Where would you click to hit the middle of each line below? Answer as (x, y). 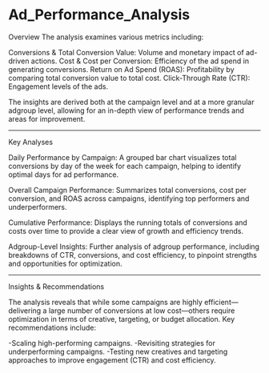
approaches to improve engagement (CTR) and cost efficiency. (112, 360)
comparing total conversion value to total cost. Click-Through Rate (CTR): (129, 78)
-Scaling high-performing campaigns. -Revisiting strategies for (112, 343)
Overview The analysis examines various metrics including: (106, 37)
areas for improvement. (47, 118)
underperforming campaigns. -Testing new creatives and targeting (118, 351)
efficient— (221, 302)
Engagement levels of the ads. (58, 86)
